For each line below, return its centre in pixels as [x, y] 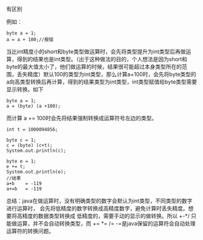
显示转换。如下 [25, 89]
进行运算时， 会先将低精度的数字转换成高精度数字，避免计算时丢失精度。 [97, 208]
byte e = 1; [21, 161]
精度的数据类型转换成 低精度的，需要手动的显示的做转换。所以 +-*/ [106, 216]
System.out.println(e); [36, 172]
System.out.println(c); [36, 151]
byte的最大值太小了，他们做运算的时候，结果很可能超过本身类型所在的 [94, 66]
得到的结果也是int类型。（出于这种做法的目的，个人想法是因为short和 [102, 59]
